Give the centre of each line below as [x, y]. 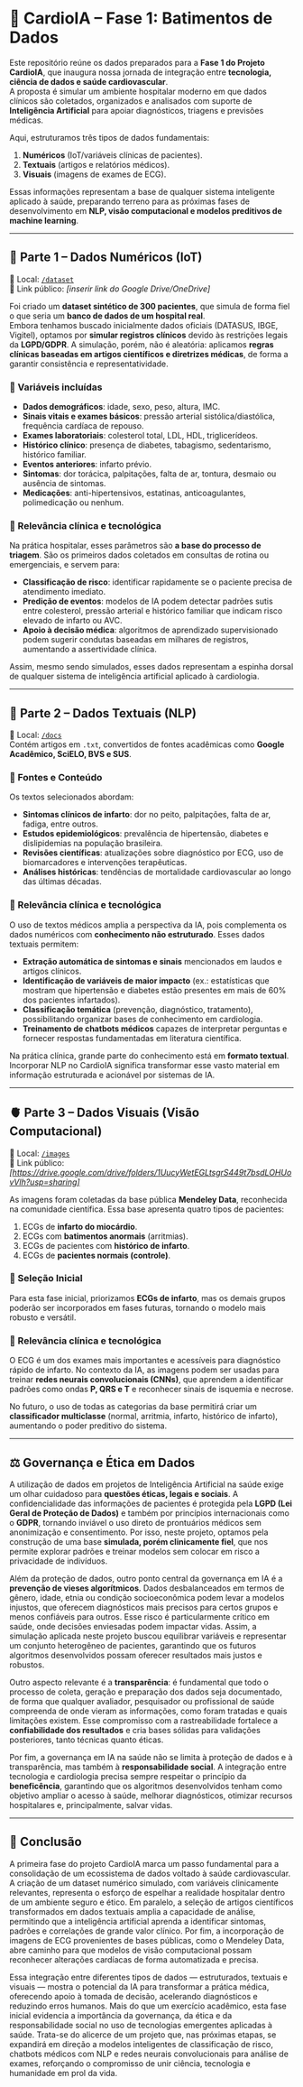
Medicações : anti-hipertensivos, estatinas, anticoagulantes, [134, 493]
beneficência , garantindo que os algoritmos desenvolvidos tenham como [146, 1786]
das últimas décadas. [62, 882]
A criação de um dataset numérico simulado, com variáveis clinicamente [144, 1883]
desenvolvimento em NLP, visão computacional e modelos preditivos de [146, 210]
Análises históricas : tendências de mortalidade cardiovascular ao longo [156, 872]
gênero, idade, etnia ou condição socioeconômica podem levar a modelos [147, 1597]
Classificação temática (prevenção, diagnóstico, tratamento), [138, 1009]
